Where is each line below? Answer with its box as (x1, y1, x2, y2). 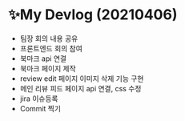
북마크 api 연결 (19, 54, 66, 63)
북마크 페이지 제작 (19, 63, 76, 73)
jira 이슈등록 (19, 94, 58, 103)
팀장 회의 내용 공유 (19, 34, 78, 43)
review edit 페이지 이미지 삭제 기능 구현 (19, 74, 144, 83)
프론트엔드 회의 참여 (19, 43, 82, 53)
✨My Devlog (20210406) (8, 6, 178, 24)
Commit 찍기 (19, 103, 62, 113)
